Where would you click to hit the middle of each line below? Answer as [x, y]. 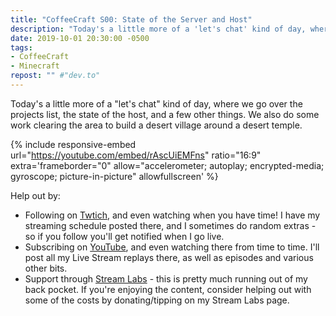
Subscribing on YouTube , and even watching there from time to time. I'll [172, 247]
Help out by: [35, 195]
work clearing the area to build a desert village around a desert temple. [156, 125]
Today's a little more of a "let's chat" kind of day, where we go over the [156, 103]
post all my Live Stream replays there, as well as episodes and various [169, 257]
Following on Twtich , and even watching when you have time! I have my [172, 215]
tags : [21, 47]
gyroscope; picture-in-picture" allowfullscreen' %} [114, 176]
